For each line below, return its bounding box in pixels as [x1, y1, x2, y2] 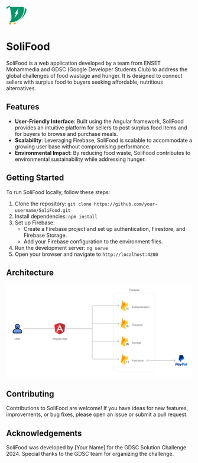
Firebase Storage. [23, 231, 67, 239]
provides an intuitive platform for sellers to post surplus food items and [14, 124, 187, 131]
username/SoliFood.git [14, 207, 71, 213]
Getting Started [6, 173, 64, 183]
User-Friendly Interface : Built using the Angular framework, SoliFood [14, 118, 184, 125]
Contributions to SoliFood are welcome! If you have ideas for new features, [6, 405, 189, 412]
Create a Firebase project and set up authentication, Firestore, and [23, 225, 186, 232]
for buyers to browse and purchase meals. [14, 130, 118, 137]
